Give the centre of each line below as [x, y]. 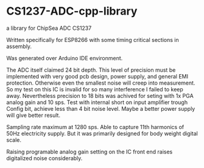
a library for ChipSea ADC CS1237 [49, 28]
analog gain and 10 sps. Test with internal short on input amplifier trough [97, 102]
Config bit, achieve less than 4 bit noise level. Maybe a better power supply [101, 108]
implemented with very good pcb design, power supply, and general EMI [97, 76]
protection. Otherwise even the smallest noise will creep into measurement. [101, 83]
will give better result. [33, 115]
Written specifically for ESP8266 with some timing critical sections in [93, 40]
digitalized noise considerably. [44, 158]
